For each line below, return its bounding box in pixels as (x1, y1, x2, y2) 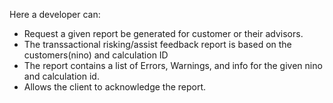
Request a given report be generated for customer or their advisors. (23, 28, 304, 39)
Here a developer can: (9, 9, 101, 20)
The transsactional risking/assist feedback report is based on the (23, 39, 292, 50)
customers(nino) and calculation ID (23, 49, 169, 61)
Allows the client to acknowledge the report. (23, 81, 207, 93)
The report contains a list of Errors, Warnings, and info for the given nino (23, 60, 323, 71)
